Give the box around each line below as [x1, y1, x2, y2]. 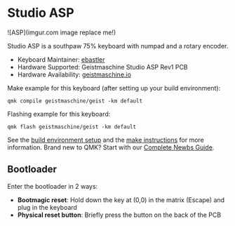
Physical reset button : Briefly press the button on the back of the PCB [17, 211, 222, 219]
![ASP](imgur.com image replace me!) [7, 28, 116, 36]
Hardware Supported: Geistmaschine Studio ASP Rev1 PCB [17, 62, 188, 71]
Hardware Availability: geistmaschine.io [17, 70, 132, 79]
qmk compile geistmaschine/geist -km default [7, 97, 142, 105]
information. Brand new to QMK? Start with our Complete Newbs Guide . [7, 142, 215, 152]
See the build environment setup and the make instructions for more [7, 135, 205, 144]
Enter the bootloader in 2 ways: [7, 182, 98, 190]
